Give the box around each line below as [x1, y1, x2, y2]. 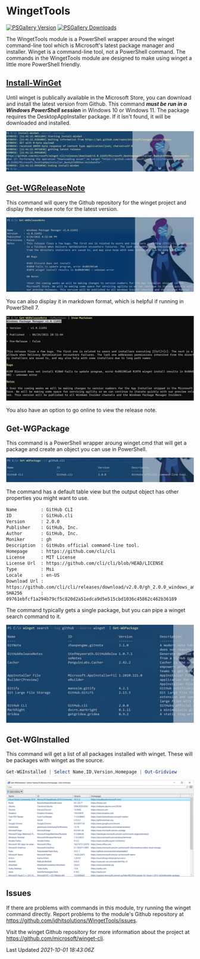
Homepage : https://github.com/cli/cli [6, 548, 116, 555]
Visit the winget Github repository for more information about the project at [6, 928, 190, 935]
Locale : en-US [6, 572, 60, 579]
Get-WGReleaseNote [6, 183, 85, 193]
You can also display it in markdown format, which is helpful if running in [6, 298, 184, 305]
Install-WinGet [6, 78, 61, 88]
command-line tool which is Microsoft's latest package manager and [6, 42, 174, 49]
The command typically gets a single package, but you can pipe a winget [6, 607, 186, 614]
